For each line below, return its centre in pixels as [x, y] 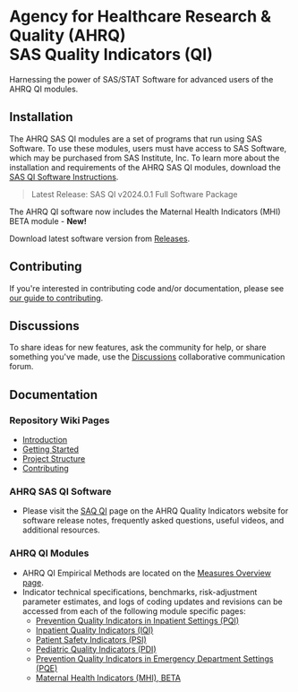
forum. [21, 367]
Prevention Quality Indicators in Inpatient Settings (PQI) [137, 620]
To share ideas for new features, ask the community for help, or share [138, 348]
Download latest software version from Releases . [100, 238]
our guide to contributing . [56, 298]
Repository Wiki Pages [60, 420]
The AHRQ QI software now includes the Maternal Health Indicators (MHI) [145, 212]
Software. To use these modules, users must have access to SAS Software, [148, 148]
